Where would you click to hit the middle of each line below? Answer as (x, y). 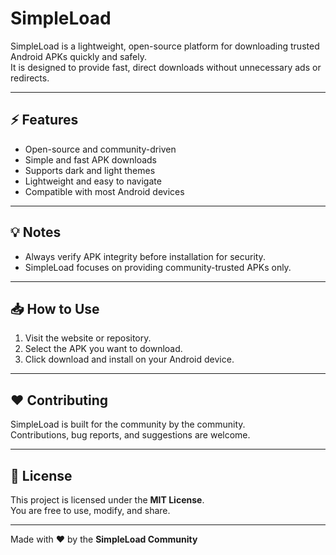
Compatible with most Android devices (104, 191)
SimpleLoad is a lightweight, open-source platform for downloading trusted (165, 46)
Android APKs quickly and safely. (78, 56)
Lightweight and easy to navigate (93, 181)
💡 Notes (36, 232)
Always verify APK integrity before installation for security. (145, 256)
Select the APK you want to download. (103, 349)
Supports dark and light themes (90, 170)
